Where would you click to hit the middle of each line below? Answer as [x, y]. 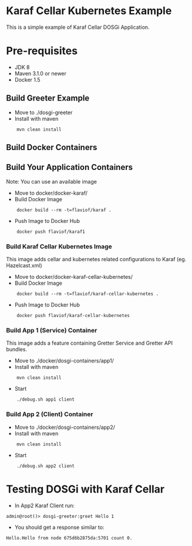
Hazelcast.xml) [24, 265]
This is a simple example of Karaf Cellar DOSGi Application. [78, 27]
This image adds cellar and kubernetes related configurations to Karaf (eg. [96, 259]
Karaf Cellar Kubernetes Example [89, 11]
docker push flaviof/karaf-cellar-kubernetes [73, 316]
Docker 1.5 [27, 79]
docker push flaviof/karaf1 [51, 232]
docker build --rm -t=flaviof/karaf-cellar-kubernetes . [88, 294]
